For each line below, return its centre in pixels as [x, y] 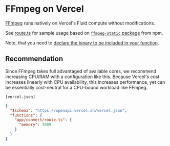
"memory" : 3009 [35, 125]
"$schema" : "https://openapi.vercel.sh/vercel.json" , [68, 110]
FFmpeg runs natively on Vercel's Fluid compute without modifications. [80, 23]
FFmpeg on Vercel [45, 9]
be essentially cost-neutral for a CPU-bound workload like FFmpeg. [77, 87]
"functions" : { [26, 115]
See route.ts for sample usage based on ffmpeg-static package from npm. [84, 33]
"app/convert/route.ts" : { [43, 120]
